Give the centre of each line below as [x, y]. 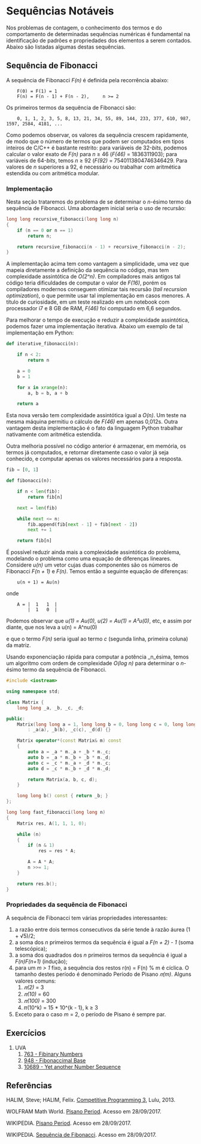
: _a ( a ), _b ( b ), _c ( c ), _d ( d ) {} [69, 730]
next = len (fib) [37, 508]
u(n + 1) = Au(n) [39, 583]
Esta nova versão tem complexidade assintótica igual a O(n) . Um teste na [96, 415]
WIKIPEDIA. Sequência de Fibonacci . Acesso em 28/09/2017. [81, 1135]
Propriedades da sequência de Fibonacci [67, 905]
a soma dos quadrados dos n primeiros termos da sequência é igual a [101, 955]
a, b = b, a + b [48, 393]
